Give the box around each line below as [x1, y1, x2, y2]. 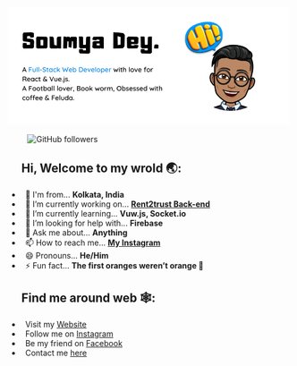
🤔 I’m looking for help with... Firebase [24, 217, 164, 228]
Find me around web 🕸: [21, 291, 157, 306]
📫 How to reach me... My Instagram [24, 237, 161, 248]
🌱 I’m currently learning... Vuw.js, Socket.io [24, 208, 187, 218]
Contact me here [24, 347, 88, 358]
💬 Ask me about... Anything [24, 226, 128, 238]
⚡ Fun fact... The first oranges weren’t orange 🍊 [24, 260, 204, 270]
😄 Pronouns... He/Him [24, 250, 109, 260]
